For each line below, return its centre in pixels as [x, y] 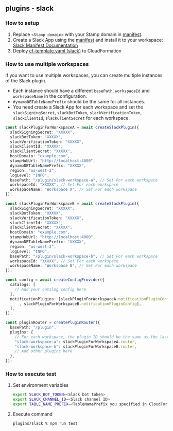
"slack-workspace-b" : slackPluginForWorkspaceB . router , [76, 347]
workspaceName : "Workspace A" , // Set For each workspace [74, 190]
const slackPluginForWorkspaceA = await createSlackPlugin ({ [72, 127]
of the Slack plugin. [26, 80]
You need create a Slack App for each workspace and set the [78, 107]
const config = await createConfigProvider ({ [55, 280]
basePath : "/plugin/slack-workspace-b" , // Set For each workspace [84, 256]
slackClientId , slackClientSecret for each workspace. [71, 118]
